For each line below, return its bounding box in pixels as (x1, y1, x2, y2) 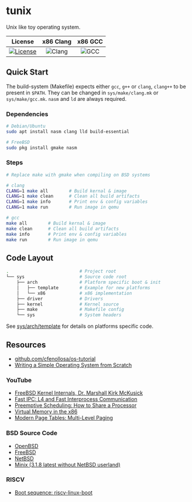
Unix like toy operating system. (6, 23, 81, 30)
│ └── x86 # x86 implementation (16, 290, 132, 296)
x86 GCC (77, 37, 104, 45)
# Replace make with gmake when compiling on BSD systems (6, 172, 150, 178)
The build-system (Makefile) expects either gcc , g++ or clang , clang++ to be (6, 83, 186, 90)
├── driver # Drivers (16, 296, 104, 301)
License (11, 37, 34, 45)
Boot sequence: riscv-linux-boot (14, 489, 92, 496)
